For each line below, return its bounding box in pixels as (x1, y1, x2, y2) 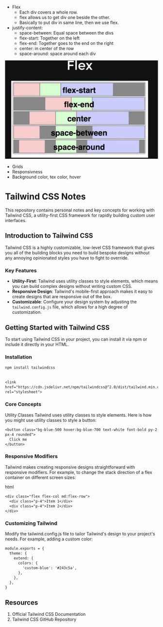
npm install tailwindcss (5, 365, 55, 370)
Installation (5, 353, 33, 360)
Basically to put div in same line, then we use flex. (19, 19, 119, 25)
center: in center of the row (19, 46, 74, 51)
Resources (5, 598, 38, 607)
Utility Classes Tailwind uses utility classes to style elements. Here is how (5, 412, 152, 418)
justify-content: (12, 25, 43, 31)
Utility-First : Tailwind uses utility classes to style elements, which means (12, 278, 158, 284)
